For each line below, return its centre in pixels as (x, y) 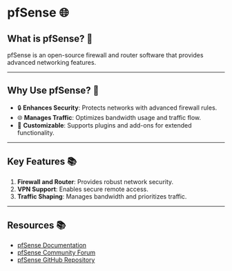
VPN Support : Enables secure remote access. (83, 189)
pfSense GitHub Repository (56, 260)
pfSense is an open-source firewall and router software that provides (105, 55)
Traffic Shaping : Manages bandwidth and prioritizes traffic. (102, 196)
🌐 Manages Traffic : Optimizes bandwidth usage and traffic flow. (109, 117)
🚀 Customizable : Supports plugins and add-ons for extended (104, 125)
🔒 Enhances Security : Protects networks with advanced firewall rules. (117, 108)
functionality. (36, 132)
